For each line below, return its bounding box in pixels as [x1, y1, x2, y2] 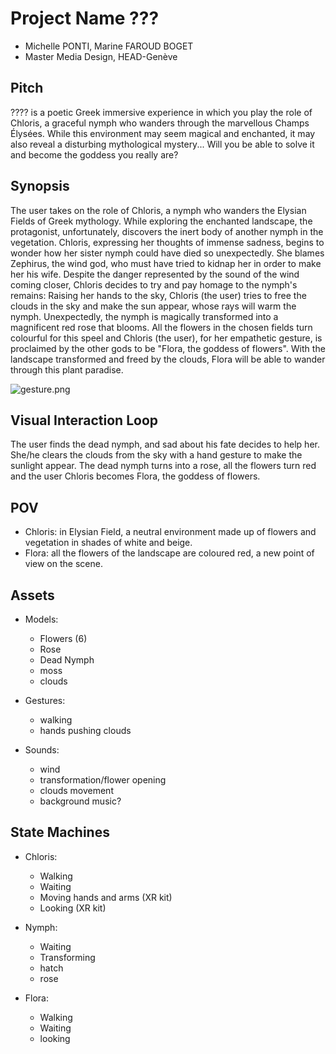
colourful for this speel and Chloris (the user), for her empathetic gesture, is [10, 332, 323, 344]
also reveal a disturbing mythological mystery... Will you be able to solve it [10, 138, 315, 150]
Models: [24, 613, 59, 625]
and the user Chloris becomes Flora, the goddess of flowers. [10, 470, 261, 482]
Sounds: [24, 744, 60, 756]
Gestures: [24, 695, 66, 706]
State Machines [10, 824, 110, 841]
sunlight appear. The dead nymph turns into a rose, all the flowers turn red [10, 460, 317, 472]
